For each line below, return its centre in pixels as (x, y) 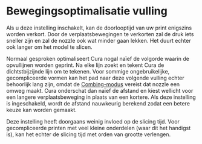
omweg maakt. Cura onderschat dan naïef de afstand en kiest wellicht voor (100, 90)
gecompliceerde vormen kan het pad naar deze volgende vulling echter (95, 78)
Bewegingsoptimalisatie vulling (87, 11)
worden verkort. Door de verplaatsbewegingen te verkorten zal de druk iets (100, 34)
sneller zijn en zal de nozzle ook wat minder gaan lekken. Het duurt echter (99, 40)
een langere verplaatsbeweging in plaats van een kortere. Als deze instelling (101, 97)
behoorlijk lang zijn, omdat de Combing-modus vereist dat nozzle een (93, 84)
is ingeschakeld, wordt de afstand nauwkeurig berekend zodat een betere (98, 103)
